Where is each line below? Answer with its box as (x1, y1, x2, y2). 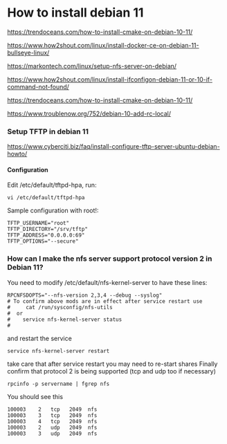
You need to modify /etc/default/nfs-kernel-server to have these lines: (7, 278, 208, 286)
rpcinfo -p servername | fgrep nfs (7, 380, 110, 387)
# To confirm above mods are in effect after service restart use (7, 297, 203, 305)
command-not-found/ (7, 82, 69, 91)
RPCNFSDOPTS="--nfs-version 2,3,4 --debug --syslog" (7, 292, 163, 299)
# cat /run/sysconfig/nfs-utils (7, 304, 113, 311)
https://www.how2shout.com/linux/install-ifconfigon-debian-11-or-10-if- (7, 75, 213, 84)
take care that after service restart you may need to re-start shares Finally (7, 360, 218, 368)
